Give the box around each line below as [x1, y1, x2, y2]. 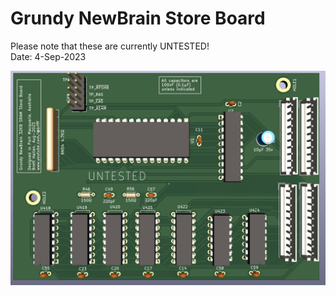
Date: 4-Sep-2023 [10, 50, 87, 62]
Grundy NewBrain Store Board [10, 7, 266, 30]
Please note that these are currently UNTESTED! [10, 40, 210, 52]
